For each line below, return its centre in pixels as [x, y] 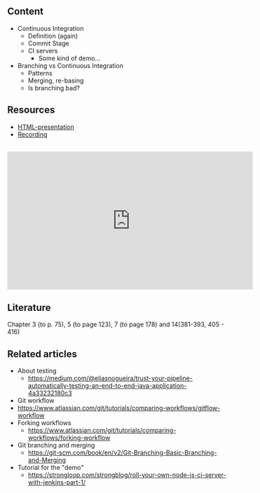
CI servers [43, 50]
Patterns [40, 73]
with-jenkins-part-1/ [57, 482]
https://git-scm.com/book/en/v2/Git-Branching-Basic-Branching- [122, 453]
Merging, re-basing [56, 81]
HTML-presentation [46, 127]
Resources [31, 110]
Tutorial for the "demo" [50, 468]
